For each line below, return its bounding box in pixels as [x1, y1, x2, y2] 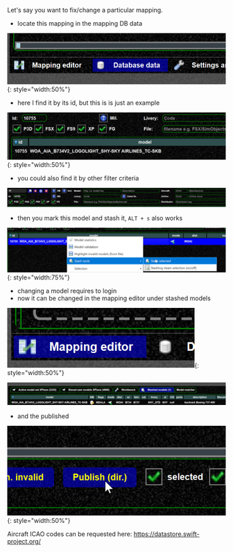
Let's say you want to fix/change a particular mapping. [7, 6, 163, 14]
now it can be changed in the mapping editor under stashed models [17, 294, 212, 302]
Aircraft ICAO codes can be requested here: [7, 530, 132, 538]
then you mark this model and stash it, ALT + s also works [17, 214, 183, 223]
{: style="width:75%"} [7, 273, 71, 282]
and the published [17, 412, 69, 420]
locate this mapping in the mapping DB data [17, 19, 143, 27]
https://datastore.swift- [133, 530, 200, 538]
